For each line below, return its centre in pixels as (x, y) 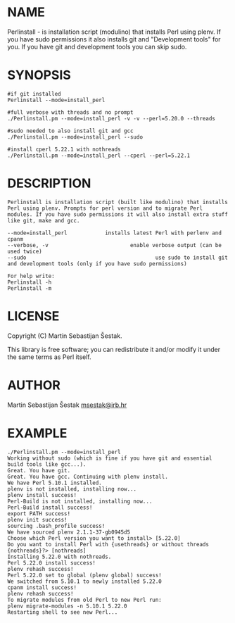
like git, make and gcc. (44, 220)
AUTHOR (34, 385)
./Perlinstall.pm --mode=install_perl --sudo (75, 137)
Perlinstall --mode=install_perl (56, 100)
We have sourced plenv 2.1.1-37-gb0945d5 (69, 532)
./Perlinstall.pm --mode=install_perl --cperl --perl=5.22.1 (99, 156)
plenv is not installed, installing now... (72, 489)
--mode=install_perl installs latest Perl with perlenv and (114, 233)
